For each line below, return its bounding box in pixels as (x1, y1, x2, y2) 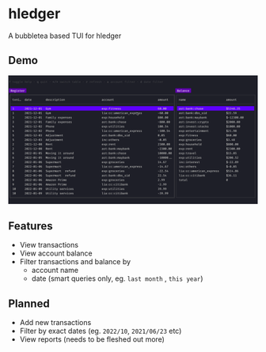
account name (31, 266, 79, 275)
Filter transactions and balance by (19, 257, 131, 267)
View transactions (19, 240, 79, 250)
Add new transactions (19, 318, 92, 327)
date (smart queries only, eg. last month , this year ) (31, 274, 203, 283)
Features (8, 219, 53, 233)
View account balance (19, 248, 93, 258)
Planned (8, 297, 50, 310)
